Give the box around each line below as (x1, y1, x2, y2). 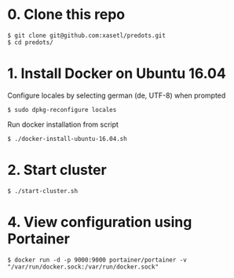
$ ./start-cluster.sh (7, 187, 79, 195)
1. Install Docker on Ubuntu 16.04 (7, 65, 227, 83)
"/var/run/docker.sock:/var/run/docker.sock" (7, 262, 159, 271)
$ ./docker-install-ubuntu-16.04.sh (7, 135, 127, 143)
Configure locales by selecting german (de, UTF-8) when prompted (7, 91, 226, 100)
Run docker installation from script (7, 120, 119, 129)
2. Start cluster (7, 161, 107, 179)
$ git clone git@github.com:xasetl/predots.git (7, 32, 166, 39)
